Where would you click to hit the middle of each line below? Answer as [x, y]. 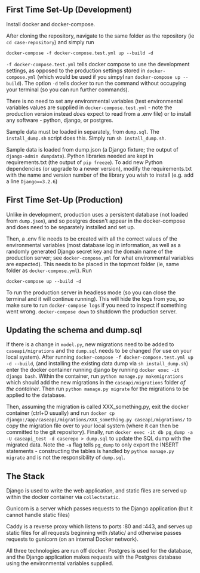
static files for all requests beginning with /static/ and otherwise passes [94, 533]
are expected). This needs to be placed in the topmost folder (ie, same [93, 264]
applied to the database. [36, 395]
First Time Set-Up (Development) [69, 10]
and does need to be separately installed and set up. [71, 227]
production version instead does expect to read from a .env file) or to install [99, 113]
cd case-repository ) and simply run [50, 42]
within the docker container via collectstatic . [63, 497]
